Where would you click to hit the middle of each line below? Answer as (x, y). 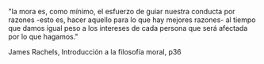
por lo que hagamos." (43, 36)
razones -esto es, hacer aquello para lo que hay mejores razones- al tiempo (132, 20)
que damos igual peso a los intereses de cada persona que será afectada (128, 28)
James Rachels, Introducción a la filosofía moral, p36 (95, 52)
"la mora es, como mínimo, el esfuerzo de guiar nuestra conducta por (122, 11)
